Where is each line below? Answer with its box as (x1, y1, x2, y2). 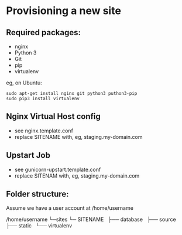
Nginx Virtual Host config (6, 111, 101, 121)
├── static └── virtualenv (6, 222, 73, 229)
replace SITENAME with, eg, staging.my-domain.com (14, 133, 143, 140)
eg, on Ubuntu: (6, 79, 42, 86)
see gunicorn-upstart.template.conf (14, 166, 101, 173)
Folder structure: (6, 189, 69, 199)
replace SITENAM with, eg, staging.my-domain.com (14, 172, 140, 179)
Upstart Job (6, 151, 51, 161)
